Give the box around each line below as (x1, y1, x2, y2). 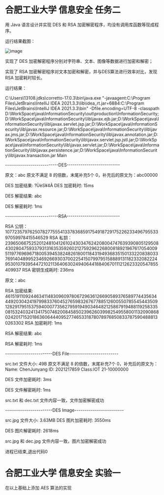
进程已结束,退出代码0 (5, 448, 48, 454)
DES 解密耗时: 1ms (5, 203, 43, 209)
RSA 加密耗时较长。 (5, 75, 45, 81)
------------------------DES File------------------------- (5, 351, 119, 357)
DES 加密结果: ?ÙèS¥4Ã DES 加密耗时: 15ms (5, 182, 94, 188)
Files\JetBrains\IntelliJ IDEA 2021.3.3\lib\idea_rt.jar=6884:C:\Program (5, 100, 144, 106)
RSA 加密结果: (5, 288, 33, 294)
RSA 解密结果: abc (5, 330, 42, 336)
